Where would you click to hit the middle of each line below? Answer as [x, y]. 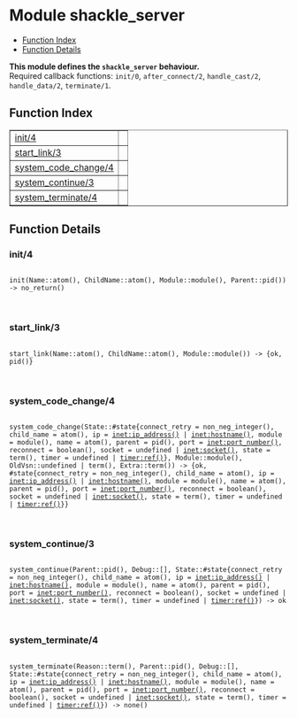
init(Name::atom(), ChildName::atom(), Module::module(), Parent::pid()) [148, 281]
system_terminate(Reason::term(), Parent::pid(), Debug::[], [124, 666]
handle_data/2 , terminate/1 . [60, 85]
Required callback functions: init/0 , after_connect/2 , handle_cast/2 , [135, 75]
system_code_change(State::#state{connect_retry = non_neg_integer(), [142, 427]
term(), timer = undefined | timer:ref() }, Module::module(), [126, 458]
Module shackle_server [97, 15]
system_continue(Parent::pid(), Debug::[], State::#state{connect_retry [146, 570]
